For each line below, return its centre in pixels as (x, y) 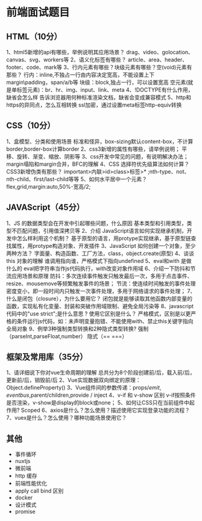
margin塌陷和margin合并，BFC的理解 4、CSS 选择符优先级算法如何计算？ (98, 164)
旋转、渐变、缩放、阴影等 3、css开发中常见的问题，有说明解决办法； (103, 156)
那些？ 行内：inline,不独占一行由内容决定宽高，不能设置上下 (80, 75)
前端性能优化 (31, 484)
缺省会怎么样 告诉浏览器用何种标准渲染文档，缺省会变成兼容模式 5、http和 (99, 97)
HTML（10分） (34, 36)
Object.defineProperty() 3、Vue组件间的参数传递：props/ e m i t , (84, 388)
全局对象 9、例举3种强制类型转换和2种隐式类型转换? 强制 (77, 329)
